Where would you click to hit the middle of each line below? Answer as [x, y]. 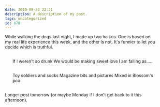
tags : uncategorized [26, 18]
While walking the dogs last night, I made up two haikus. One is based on [78, 37]
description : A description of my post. [46, 14]
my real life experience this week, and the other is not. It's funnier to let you [80, 42]
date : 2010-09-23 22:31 [29, 9]
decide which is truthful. [29, 47]
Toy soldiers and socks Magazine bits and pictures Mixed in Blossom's [83, 76]
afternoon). [16, 100]
